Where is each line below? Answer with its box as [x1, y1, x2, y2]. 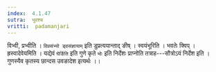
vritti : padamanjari [7, 23, 70, 29]
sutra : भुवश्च [7, 16, 44, 23]
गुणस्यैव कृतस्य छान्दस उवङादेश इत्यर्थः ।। [7, 57, 101, 65]
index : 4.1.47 [7, 10, 51, 17]
